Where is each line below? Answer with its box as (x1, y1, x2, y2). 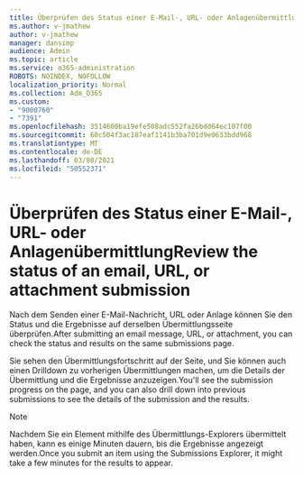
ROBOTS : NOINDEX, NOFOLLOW (9, 72, 111, 81)
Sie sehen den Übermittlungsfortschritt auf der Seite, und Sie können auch (9, 355, 287, 366)
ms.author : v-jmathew (9, 22, 91, 31)
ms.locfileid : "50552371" (9, 164, 106, 173)
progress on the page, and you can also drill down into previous (9, 384, 246, 395)
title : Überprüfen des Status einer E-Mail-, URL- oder (9, 13, 224, 23)
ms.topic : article (9, 55, 78, 64)
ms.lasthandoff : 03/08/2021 (9, 155, 115, 165)
